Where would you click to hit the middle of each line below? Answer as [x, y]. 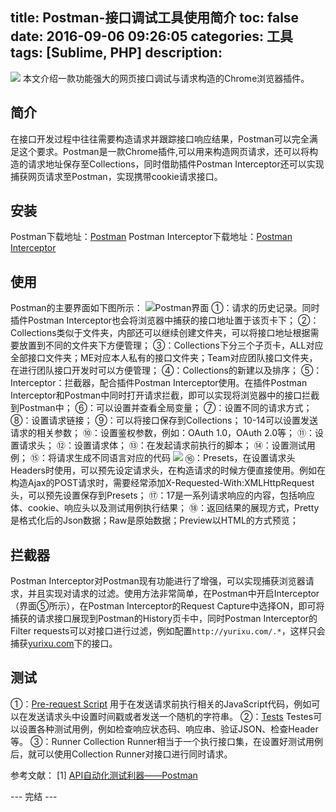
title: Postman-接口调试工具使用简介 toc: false [155, 18]
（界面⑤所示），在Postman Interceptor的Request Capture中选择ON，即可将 [167, 606]
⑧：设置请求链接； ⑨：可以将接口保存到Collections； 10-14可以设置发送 [164, 420]
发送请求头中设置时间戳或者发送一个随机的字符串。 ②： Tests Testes [170, 716]
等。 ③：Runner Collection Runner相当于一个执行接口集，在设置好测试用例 [166, 741]
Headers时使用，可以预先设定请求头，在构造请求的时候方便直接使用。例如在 [168, 470]
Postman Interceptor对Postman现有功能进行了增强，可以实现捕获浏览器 [158, 581]
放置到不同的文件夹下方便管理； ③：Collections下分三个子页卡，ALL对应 [171, 345]
